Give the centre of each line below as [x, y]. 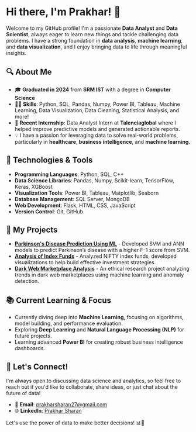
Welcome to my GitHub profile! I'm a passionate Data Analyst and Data [92, 28]
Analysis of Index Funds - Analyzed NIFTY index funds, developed [96, 256]
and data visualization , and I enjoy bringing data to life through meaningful [97, 47]
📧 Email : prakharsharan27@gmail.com [61, 405]
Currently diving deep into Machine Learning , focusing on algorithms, [99, 317]
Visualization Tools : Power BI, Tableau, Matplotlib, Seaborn [87, 193]
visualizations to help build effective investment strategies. [85, 262]
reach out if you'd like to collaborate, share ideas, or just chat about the [92, 387]
